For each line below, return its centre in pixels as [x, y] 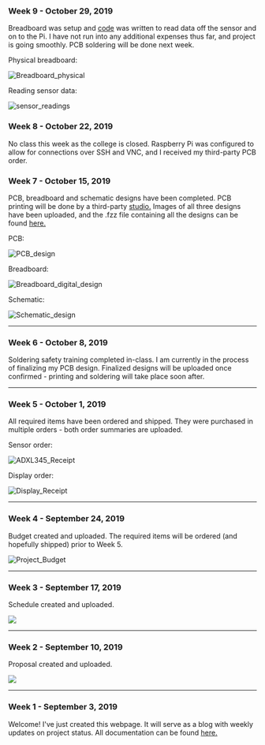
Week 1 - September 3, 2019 [63, 707]
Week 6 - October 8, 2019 [58, 342]
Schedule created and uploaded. [61, 605]
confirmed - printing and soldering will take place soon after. [106, 377]
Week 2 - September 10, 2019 [66, 647]
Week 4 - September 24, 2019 [66, 519]
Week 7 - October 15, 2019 [60, 181]
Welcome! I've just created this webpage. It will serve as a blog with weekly [131, 724]
